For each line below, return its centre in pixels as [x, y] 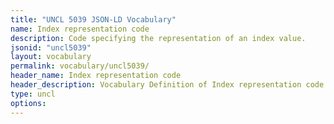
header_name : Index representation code [96, 76]
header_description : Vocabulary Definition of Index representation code [167, 85]
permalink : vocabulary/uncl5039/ [80, 66]
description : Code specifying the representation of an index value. [158, 38]
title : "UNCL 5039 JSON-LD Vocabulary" [93, 19]
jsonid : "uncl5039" [51, 47]
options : [28, 103]
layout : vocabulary [51, 57]
